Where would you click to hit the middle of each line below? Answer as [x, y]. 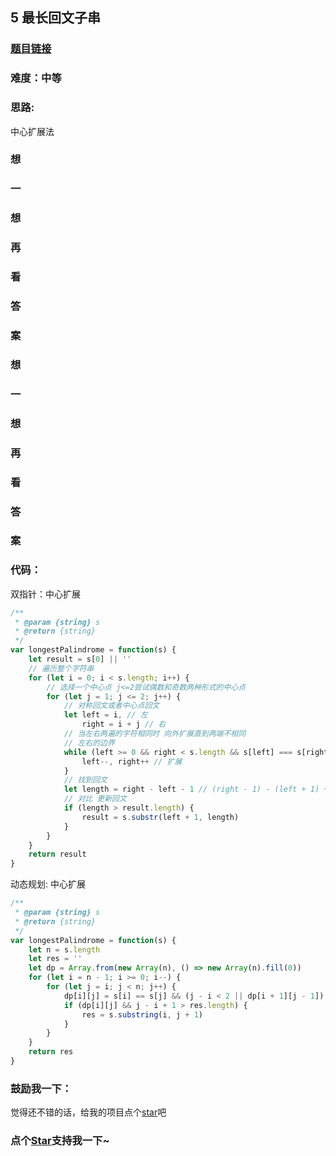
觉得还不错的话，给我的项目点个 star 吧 [88, 1112]
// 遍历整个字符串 [61, 668]
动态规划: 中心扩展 [48, 884]
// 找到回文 [85, 780]
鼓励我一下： [41, 1088]
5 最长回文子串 [56, 18]
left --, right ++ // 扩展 [132, 761]
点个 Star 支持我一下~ [60, 1141]
